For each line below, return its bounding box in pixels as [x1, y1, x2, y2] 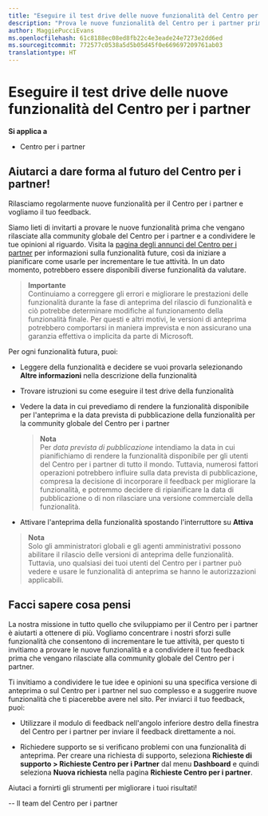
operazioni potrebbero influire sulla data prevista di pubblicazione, [39, 467, 258, 477]
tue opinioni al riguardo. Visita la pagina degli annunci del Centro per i [8, 239, 238, 249]
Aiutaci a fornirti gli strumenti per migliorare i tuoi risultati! [8, 782, 198, 792]
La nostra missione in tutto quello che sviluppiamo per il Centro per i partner [8, 619, 258, 629]
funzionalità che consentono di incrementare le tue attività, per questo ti [8, 636, 245, 646]
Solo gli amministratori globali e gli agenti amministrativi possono [27, 541, 242, 550]
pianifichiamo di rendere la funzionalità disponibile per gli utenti [39, 451, 249, 460]
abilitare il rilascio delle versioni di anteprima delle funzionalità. [27, 550, 234, 559]
